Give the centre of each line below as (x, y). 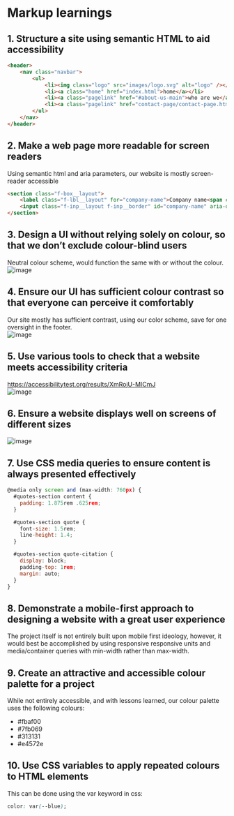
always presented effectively (72, 474)
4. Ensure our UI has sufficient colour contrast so (116, 292)
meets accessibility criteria (68, 368)
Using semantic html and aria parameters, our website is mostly (99, 173)
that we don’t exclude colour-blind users (97, 246)
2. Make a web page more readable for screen (109, 146)
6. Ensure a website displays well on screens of (112, 413)
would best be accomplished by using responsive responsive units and (109, 644)
